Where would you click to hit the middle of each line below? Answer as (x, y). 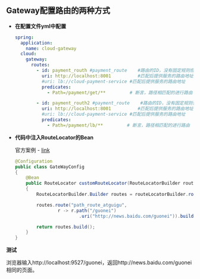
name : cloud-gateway (51, 48)
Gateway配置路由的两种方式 (58, 11)
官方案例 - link (32, 150)
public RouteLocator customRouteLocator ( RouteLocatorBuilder (103, 183)
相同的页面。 (22, 270)
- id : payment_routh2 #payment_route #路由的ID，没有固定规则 (115, 103)
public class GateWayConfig (49, 167)
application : (37, 43)
